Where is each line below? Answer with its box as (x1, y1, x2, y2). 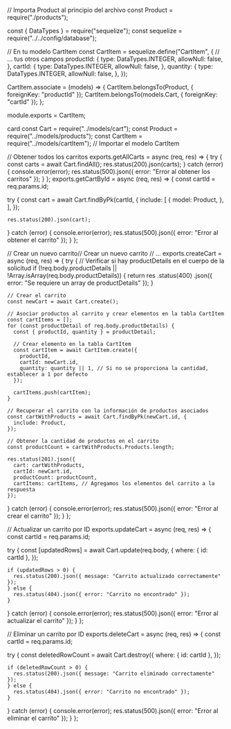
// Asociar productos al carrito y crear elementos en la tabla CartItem (7, 310, 225, 317)
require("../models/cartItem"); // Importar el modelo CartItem (7, 139, 180, 148)
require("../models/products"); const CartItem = (7, 132, 143, 140)
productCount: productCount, (13, 474, 98, 481)
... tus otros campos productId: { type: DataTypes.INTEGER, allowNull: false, (7, 55, 223, 63)
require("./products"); (7, 13, 68, 21)
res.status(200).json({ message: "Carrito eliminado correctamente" (13, 670, 215, 677)
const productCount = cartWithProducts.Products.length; (7, 443, 175, 450)
